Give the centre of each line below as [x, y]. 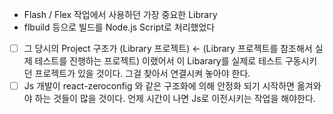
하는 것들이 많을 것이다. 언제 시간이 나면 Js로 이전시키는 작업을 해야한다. [175, 99]
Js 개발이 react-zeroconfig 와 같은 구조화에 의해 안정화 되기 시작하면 [159, 86]
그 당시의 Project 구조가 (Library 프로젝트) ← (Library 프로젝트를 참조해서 [168, 48]
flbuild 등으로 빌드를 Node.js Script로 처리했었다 [119, 27]
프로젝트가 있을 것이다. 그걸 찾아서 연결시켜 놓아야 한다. [142, 74]
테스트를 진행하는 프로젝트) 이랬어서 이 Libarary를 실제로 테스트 [158, 61]
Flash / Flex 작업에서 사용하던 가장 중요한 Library [120, 14]
